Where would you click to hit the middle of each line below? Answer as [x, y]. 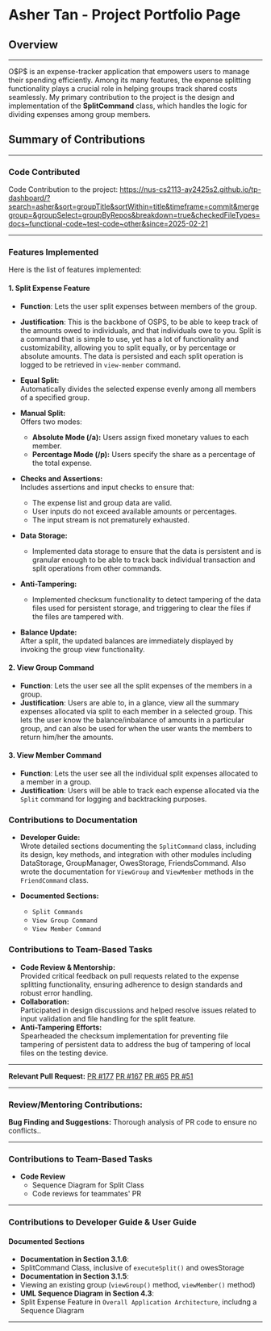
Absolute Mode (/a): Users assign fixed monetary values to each [140, 437]
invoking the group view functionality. [82, 649]
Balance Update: [48, 632]
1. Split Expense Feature [49, 288]
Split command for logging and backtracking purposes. [113, 799]
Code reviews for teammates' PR [87, 1194]
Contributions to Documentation [73, 820]
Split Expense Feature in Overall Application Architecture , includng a [138, 1302]
